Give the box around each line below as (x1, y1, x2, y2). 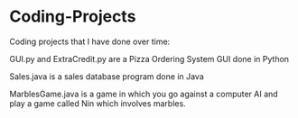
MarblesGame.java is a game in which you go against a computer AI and (9, 88, 278, 99)
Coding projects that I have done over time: (9, 36, 171, 47)
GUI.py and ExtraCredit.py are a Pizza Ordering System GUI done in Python (9, 53, 290, 64)
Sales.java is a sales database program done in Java (9, 70, 205, 82)
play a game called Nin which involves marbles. (9, 97, 187, 109)
